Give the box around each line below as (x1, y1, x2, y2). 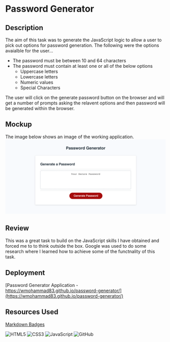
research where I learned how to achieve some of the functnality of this (5, 248, 155, 254)
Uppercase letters (20, 68, 59, 74)
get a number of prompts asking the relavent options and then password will (5, 100, 165, 106)
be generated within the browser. (5, 106, 75, 111)
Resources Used (5, 308, 59, 317)
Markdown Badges (5, 321, 45, 327)
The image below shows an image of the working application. (5, 134, 134, 140)
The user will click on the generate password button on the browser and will (5, 95, 164, 100)
